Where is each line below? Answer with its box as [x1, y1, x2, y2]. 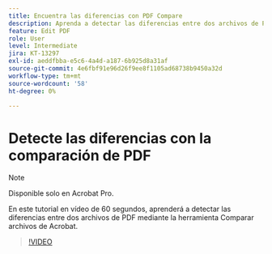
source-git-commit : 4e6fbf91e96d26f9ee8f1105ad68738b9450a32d [8, 65, 223, 73]
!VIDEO [28, 237, 53, 247]
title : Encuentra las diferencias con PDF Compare [8, 11, 183, 20]
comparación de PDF [8, 146, 151, 164]
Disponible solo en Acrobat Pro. [8, 188, 115, 198]
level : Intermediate [8, 42, 79, 50]
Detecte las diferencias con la [8, 129, 212, 147]
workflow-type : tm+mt [8, 72, 82, 80]
